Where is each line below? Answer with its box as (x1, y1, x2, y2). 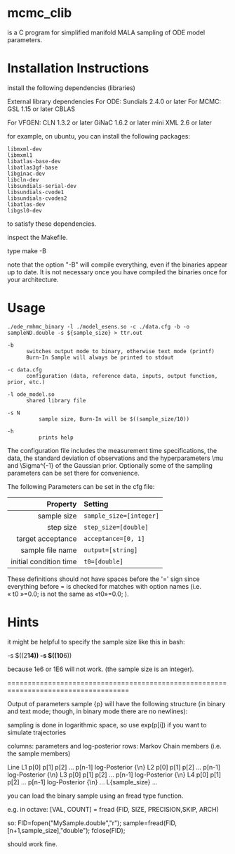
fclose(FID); (90, 826, 126, 834)
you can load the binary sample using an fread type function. (7, 791, 184, 800)
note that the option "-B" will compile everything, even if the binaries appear (7, 260, 228, 269)
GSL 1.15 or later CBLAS (7, 104, 76, 113)
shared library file (25, 397, 86, 404)
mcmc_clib (7, 5, 72, 21)
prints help (38, 434, 74, 441)
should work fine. (7, 839, 58, 848)
